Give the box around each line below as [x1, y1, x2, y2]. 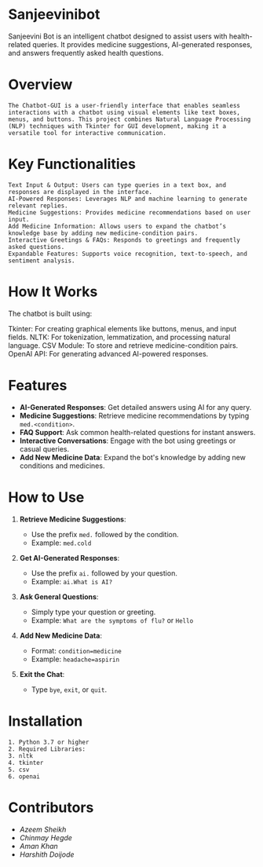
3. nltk [8, 752, 34, 759]
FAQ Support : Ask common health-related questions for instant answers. [19, 427, 256, 437]
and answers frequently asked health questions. [8, 48, 164, 57]
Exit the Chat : [19, 669, 65, 679]
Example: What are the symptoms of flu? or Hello [31, 615, 194, 625]
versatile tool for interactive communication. [8, 129, 167, 137]
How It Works [8, 283, 98, 300]
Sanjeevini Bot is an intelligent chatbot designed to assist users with [8, 31, 228, 41]
